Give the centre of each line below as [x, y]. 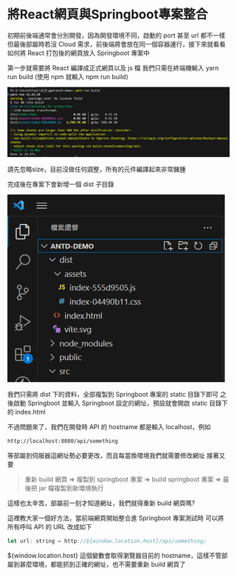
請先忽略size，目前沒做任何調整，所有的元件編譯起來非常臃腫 [97, 169]
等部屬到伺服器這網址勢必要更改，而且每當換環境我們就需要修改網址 [106, 455]
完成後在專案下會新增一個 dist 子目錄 [61, 184]
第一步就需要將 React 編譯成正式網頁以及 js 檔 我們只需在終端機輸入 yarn [113, 68]
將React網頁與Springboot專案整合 [108, 14]
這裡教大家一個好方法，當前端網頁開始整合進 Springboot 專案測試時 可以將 [116, 518]
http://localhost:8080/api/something [63, 441]
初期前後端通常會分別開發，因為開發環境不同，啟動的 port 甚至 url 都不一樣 [116, 35]
